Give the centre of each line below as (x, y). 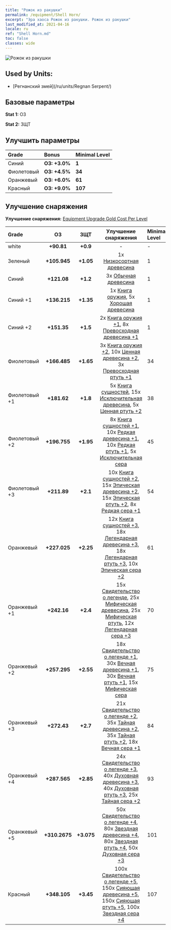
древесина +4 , (121, 835)
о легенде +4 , (121, 822)
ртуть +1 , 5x (121, 451)
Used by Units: (29, 74)
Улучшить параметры (42, 140)
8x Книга (121, 419)
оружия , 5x (121, 297)
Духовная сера (121, 854)
